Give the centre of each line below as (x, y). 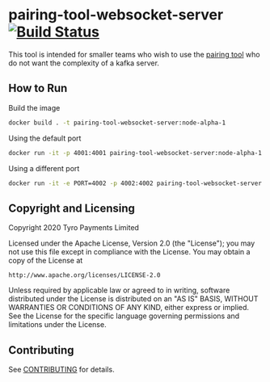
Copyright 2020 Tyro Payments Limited (74, 228)
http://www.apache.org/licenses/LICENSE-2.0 (84, 275)
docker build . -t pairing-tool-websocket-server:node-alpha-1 (117, 123)
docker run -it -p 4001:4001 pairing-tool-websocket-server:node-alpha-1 (135, 153)
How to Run (38, 88)
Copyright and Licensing (72, 208)
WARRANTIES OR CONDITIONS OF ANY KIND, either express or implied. (129, 308)
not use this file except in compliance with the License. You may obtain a (129, 252)
